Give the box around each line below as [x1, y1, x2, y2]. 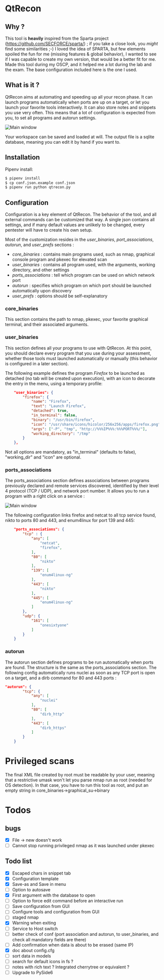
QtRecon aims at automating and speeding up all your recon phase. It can [5, 94, 153, 100]
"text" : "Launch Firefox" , [31, 404, 86, 409]
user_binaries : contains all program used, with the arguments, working [12, 262, 155, 268]
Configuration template [12, 876, 59, 881]
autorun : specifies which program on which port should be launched [12, 283, 151, 288]
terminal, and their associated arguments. [5, 322, 89, 328]
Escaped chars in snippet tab [12, 870, 71, 876]
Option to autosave [12, 887, 51, 893]
